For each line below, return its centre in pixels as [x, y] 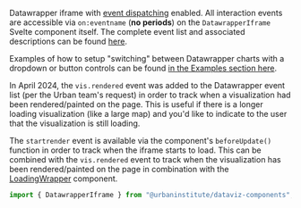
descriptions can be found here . [69, 41]
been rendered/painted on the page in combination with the [119, 169]
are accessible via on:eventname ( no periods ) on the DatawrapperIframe [140, 22]
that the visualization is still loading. [75, 123]
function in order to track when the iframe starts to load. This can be [135, 150]
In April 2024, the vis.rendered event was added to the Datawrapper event [147, 85]
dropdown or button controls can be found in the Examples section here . [143, 68]
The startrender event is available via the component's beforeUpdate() [140, 141]
